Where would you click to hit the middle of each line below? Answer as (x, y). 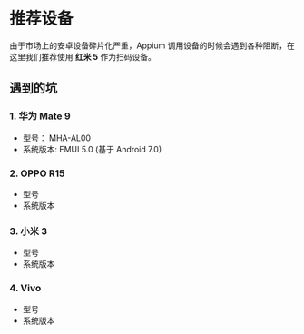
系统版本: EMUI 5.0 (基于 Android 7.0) (92, 149)
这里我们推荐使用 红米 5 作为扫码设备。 (83, 56)
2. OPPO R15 (37, 173)
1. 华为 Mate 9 (40, 116)
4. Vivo (25, 289)
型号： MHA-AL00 (57, 138)
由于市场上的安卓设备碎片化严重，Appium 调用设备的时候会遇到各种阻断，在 (152, 45)
